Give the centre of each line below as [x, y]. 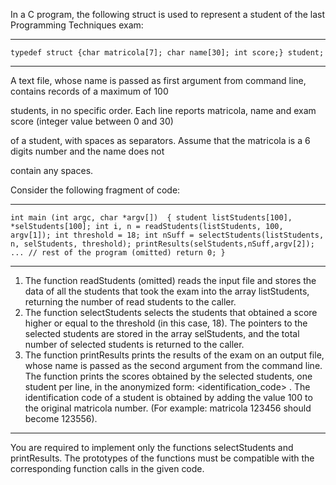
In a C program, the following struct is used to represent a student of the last [168, 14]
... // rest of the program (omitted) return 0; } [118, 253]
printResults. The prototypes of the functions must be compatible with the [162, 458]
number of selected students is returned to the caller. [134, 344]
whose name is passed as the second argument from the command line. [173, 365]
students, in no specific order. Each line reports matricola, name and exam [163, 110]
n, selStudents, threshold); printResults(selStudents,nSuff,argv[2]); [162, 244]
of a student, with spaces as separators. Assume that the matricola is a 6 [160, 140]
